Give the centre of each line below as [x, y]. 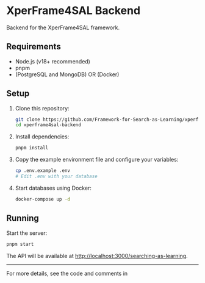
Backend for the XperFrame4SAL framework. [63, 27]
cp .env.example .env [42, 171]
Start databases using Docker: [53, 188]
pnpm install [32, 148]
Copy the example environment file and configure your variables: [97, 160]
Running [23, 218]
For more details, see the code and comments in [67, 273]
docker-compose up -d [42, 199]
